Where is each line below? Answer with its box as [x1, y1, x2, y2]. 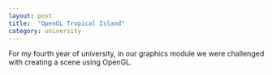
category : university [8, 27, 82, 35]
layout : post [8, 11, 53, 20]
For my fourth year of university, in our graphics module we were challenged [8, 49, 265, 59]
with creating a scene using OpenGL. [8, 57, 132, 67]
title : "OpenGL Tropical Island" [8, 19, 126, 27]
